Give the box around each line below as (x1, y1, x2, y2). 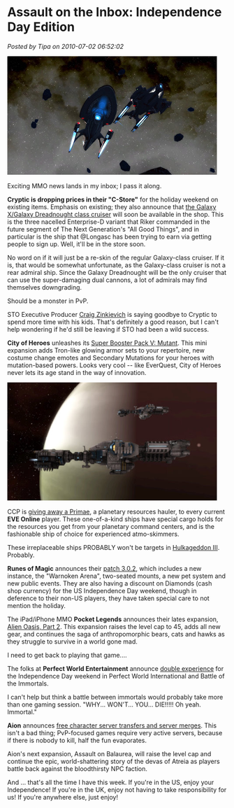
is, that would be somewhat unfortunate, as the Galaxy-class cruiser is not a (7, 260, 226, 269)
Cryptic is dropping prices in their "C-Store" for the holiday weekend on (7, 195, 219, 204)
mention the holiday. (7, 601, 66, 609)
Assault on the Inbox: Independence (7, 4, 222, 20)
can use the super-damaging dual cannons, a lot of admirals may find (7, 276, 207, 284)
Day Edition (7, 19, 75, 35)
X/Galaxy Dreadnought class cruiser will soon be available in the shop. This (7, 210, 224, 218)
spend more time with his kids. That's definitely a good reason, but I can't (7, 318, 219, 326)
